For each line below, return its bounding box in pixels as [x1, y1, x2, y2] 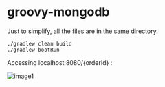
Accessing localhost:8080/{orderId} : [7, 58, 113, 66]
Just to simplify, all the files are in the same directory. [7, 27, 158, 35]
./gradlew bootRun [7, 46, 60, 53]
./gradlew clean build [7, 40, 72, 47]
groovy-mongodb [7, 4, 110, 20]
